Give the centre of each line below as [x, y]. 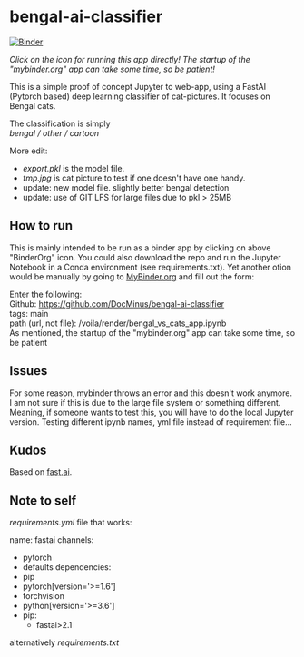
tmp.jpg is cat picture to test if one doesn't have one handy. [134, 178]
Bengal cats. [33, 105]
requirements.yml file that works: [71, 523]
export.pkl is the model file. [74, 168]
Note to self [43, 500]
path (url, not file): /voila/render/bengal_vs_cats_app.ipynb [118, 323]
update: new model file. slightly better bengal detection [126, 187]
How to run [41, 226]
